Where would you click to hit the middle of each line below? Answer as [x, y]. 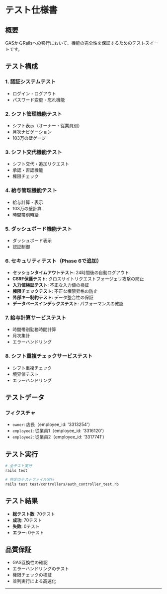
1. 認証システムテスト [31, 82]
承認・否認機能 [28, 170]
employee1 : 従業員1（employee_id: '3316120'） [59, 431]
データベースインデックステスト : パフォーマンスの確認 [68, 304]
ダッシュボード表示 [32, 240]
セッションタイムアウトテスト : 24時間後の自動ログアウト [71, 273]
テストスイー [145, 43]
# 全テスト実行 [19, 466]
